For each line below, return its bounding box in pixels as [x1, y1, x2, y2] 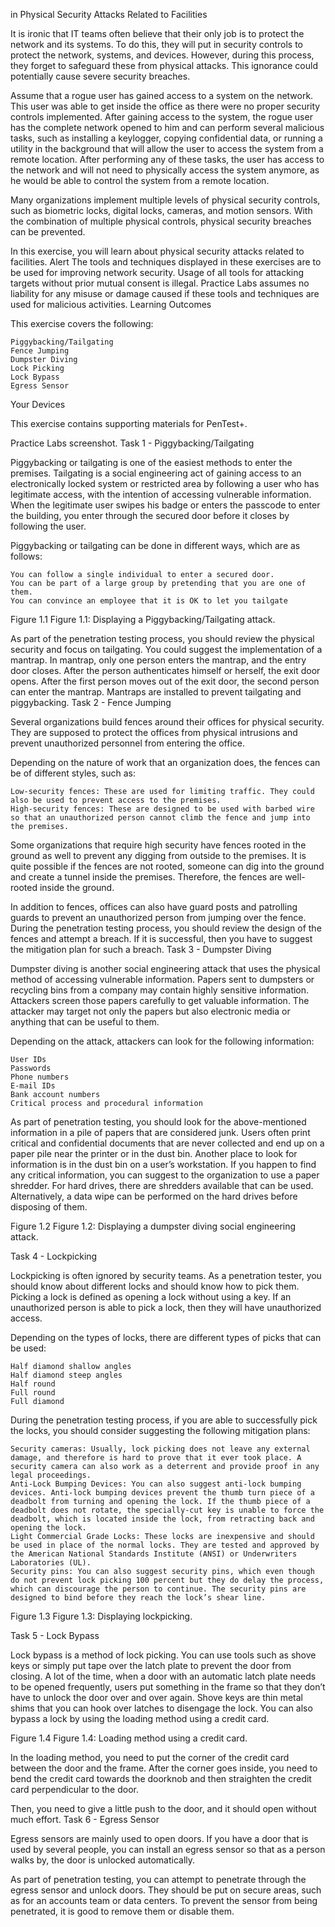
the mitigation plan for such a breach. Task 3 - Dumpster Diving [10, 944, 272, 955]
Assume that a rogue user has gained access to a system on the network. [10, 90, 314, 101]
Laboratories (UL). [10, 1558, 92, 1568]
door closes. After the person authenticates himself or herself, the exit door [10, 665, 321, 676]
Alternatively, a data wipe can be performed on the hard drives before [10, 1190, 298, 1202]
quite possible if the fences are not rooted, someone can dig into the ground [10, 860, 325, 872]
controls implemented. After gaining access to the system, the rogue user [10, 111, 313, 123]
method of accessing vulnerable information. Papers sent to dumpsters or [10, 974, 315, 985]
